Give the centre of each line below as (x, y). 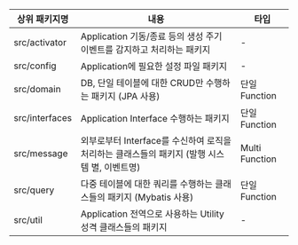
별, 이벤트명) (116, 167)
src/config (35, 66)
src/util (28, 220)
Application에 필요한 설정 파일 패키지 (154, 66)
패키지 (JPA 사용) (125, 96)
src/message (41, 153)
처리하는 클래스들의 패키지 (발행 (143, 154)
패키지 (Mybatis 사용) (150, 197)
